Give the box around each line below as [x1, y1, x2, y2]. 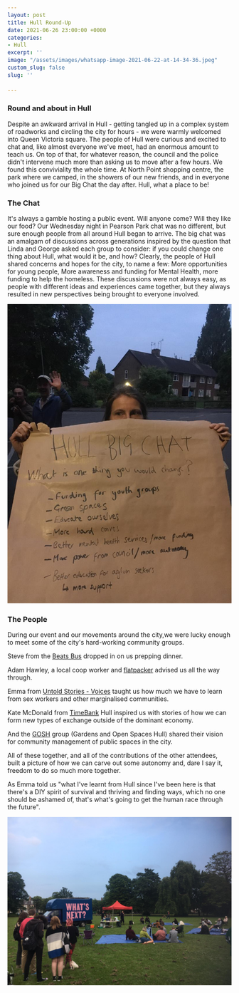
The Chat [7, 198, 41, 208]
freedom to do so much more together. [7, 766, 121, 775]
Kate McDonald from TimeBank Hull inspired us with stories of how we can [7, 709, 227, 717]
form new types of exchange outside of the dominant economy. [7, 716, 194, 724]
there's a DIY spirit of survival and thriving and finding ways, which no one [7, 788, 225, 796]
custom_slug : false [7, 64, 65, 71]
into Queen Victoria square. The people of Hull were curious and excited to [7, 135, 226, 143]
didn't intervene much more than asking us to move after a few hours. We [7, 157, 223, 166]
